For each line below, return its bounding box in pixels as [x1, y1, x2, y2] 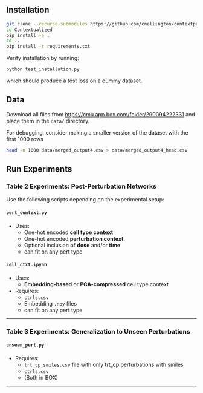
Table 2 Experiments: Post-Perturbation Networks [6, 182, 157, 190]
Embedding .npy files [24, 300, 77, 307]
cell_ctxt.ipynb [6, 262, 47, 268]
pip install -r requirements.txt [6, 44, 91, 50]
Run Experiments [6, 164, 72, 175]
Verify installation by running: [6, 55, 80, 62]
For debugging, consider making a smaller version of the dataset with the [6, 129, 188, 136]
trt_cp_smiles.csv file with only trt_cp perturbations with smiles [24, 361, 184, 368]
